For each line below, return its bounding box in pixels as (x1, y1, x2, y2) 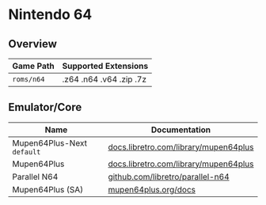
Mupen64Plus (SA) (12, 184, 84, 195)
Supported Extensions (62, 61, 149, 71)
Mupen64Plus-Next (12, 137, 87, 148)
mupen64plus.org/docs (108, 184, 196, 195)
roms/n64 (12, 75, 45, 84)
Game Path (12, 61, 55, 71)
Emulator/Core (8, 101, 82, 114)
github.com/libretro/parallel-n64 (108, 171, 230, 182)
